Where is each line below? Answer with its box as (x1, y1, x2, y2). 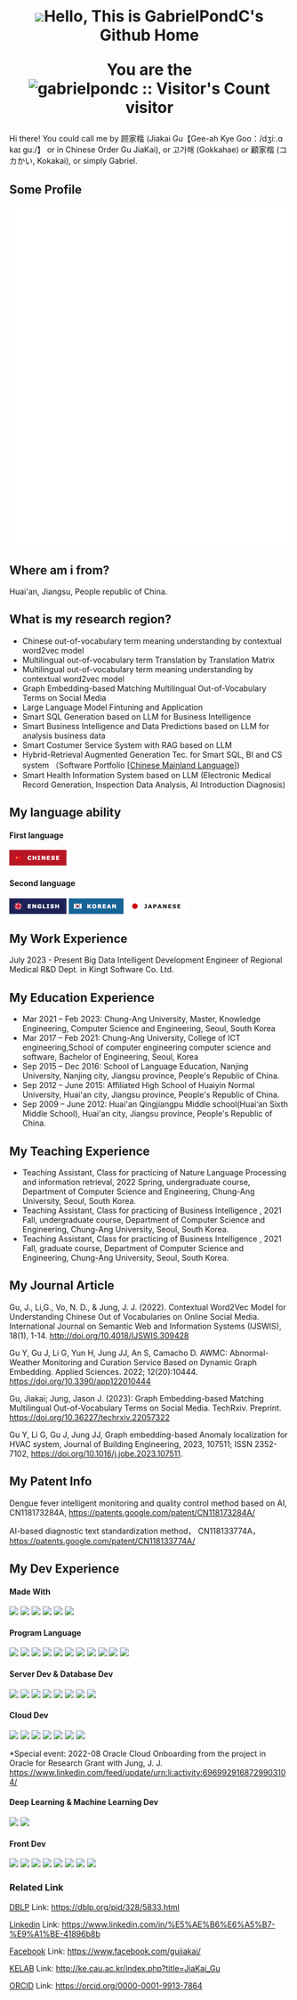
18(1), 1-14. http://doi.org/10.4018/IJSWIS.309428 (9, 1329, 189, 1341)
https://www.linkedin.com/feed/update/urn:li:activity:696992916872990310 (9, 1767, 286, 1777)
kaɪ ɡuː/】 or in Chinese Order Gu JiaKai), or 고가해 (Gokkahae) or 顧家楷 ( (9, 144, 280, 155)
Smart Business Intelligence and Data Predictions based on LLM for (21, 720, 269, 731)
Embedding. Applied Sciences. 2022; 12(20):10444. (9, 1366, 198, 1377)
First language (9, 830, 64, 841)
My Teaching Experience (9, 1143, 150, 1159)
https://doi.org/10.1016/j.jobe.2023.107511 (30, 1448, 181, 1459)
